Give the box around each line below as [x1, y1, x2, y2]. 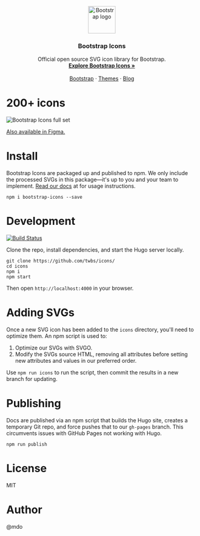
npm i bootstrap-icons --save [6, 194, 83, 201]
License [6, 462, 47, 475]
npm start [6, 274, 32, 280]
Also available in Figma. [6, 128, 65, 136]
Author [6, 503, 42, 517]
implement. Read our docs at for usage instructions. [6, 182, 136, 190]
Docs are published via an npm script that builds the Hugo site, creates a [6, 416, 188, 424]
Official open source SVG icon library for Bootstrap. [38, 55, 166, 63]
